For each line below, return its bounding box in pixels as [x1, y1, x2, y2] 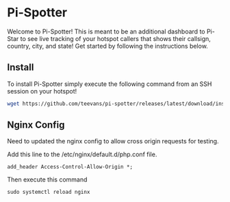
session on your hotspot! [7, 87, 77, 95]
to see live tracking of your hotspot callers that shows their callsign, [20, 34, 211, 42]
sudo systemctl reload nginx [7, 189, 90, 196]
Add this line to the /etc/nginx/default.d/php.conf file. [7, 150, 157, 158]
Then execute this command [7, 175, 88, 184]
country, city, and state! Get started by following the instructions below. [7, 42, 209, 50]
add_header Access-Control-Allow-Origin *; [7, 164, 133, 171]
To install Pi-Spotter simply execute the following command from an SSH [7, 80, 212, 88]
